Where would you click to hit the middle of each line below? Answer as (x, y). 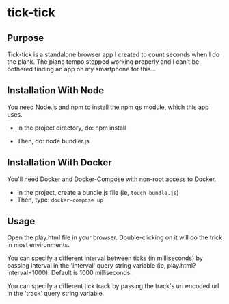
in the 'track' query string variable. (56, 294)
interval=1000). (28, 273)
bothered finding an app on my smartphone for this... (82, 69)
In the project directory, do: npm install (71, 128)
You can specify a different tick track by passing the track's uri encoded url (113, 286)
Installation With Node (56, 91)
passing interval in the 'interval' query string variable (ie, (86, 266)
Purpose (26, 38)
